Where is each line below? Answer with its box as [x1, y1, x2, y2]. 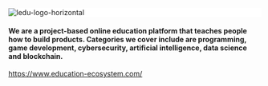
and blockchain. [8, 51, 63, 61]
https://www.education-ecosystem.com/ [8, 69, 143, 79]
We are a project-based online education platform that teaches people [8, 25, 247, 35]
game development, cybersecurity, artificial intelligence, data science [8, 43, 247, 53]
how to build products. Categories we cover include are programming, [8, 34, 247, 44]
